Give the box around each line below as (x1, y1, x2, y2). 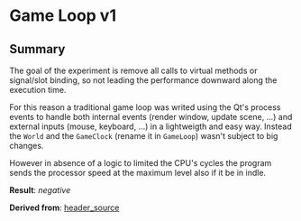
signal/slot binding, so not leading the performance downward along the (9, 75, 278, 86)
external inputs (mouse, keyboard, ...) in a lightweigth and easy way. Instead (9, 121, 292, 132)
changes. (9, 141, 44, 151)
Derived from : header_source (9, 202, 120, 213)
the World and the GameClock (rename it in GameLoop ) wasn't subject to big (9, 131, 278, 141)
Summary (9, 41, 66, 57)
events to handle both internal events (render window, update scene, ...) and (9, 112, 293, 122)
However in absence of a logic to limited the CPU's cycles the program (9, 158, 272, 168)
